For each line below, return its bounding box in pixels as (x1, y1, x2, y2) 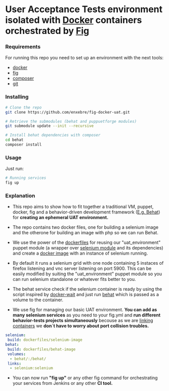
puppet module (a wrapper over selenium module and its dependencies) (12, 245, 163, 251)
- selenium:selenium (10, 366, 53, 371)
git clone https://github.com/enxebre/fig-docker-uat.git (5, 110, 130, 115)
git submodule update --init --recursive (5, 123, 94, 129)
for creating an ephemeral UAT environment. (12, 215, 109, 221)
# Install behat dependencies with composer (5, 133, 101, 138)
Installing (5, 93, 29, 100)
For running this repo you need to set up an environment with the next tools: (5, 55, 163, 61)
